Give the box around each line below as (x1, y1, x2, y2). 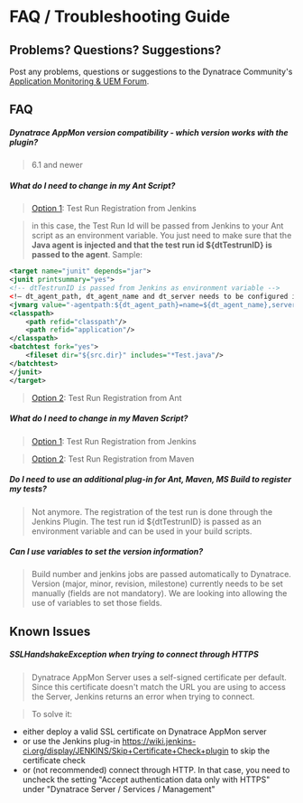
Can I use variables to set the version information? (9, 546, 204, 557)
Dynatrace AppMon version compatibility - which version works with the (9, 126, 289, 137)
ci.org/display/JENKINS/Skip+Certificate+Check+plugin (22, 745, 229, 756)
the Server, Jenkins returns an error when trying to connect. (31, 691, 255, 702)
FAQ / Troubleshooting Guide (9, 6, 231, 27)
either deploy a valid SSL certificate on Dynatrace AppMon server (22, 725, 268, 737)
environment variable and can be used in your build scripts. (31, 526, 252, 537)
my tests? (9, 483, 48, 494)
